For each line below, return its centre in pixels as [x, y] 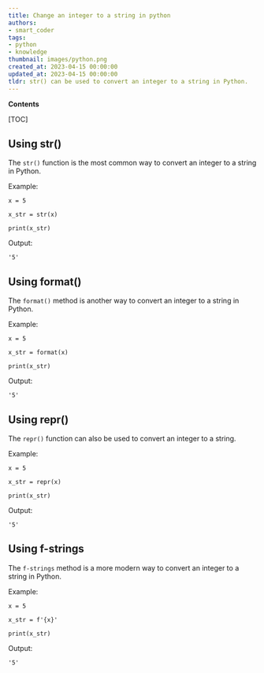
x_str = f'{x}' [33, 619]
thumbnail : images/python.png [58, 60]
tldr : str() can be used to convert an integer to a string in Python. [128, 81]
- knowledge [28, 52]
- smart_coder [32, 30]
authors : [22, 23]
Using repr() [39, 420]
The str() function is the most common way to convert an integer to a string [132, 163]
